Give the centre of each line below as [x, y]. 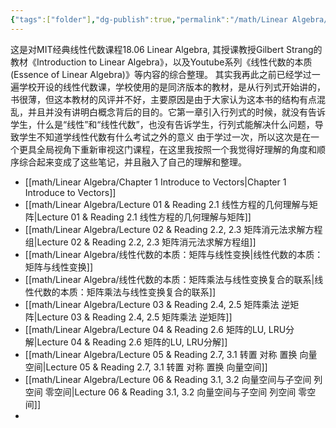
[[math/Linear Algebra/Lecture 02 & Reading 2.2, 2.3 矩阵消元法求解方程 [173, 229]
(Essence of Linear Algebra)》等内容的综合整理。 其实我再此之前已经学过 [161, 74]
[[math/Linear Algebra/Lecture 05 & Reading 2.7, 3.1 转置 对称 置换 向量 [171, 354]
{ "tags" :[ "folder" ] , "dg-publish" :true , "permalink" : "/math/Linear [149, 19]
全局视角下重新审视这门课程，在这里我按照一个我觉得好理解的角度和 [176, 149]
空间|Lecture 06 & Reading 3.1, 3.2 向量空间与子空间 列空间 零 [180, 392]
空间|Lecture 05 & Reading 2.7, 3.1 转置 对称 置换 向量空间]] [146, 367]
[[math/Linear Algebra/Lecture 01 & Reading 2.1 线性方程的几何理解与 [167, 204]
